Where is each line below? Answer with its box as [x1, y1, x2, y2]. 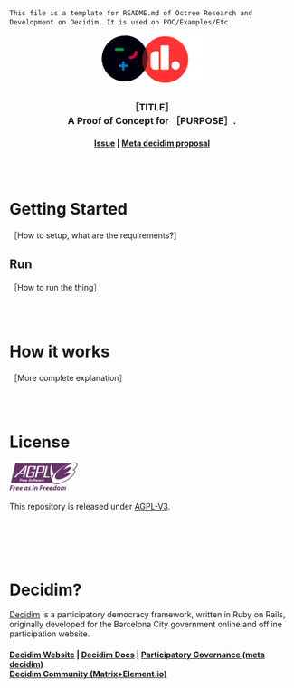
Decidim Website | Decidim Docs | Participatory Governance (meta [9, 649, 265, 660]
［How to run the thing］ [9, 282, 102, 292]
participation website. [9, 628, 90, 639]
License [9, 432, 71, 452]
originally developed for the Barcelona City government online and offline [9, 619, 283, 630]
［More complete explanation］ [9, 372, 128, 383]
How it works [9, 341, 110, 362]
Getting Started [9, 199, 128, 220]
